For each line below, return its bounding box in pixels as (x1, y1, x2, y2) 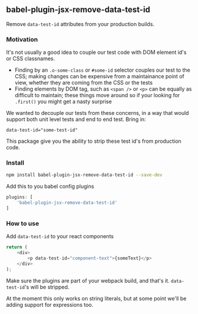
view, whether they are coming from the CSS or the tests (14, 79, 153, 86)
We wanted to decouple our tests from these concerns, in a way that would (6, 110, 189, 117)
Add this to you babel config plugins (6, 183, 95, 190)
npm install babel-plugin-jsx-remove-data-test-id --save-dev (6, 172, 163, 178)
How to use (6, 219, 40, 228)
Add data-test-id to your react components (6, 233, 114, 240)
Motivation (6, 35, 38, 43)
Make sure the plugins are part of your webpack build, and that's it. (6, 277, 170, 284)
